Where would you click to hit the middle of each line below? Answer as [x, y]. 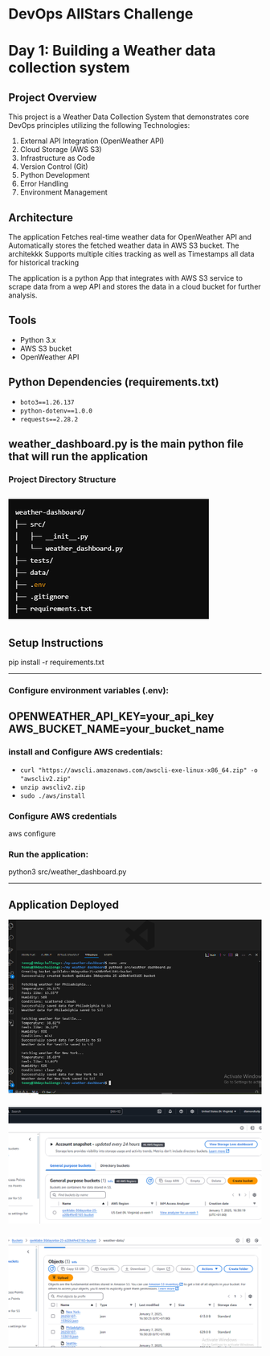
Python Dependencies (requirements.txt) [114, 382]
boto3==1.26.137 [47, 402]
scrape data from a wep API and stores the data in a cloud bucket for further [135, 287]
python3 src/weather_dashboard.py [67, 872]
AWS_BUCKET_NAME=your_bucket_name [117, 729]
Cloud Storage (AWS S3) [61, 150]
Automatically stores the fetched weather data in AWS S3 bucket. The [124, 245]
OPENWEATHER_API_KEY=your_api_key [111, 717]
